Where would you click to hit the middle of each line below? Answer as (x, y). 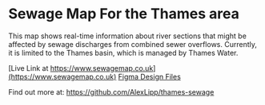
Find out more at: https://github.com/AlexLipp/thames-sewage (111, 91)
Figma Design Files (150, 76)
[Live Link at (28, 68)
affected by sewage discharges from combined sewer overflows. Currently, (133, 44)
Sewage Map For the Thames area (124, 14)
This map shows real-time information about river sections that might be (127, 36)
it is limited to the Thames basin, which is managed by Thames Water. (123, 52)
